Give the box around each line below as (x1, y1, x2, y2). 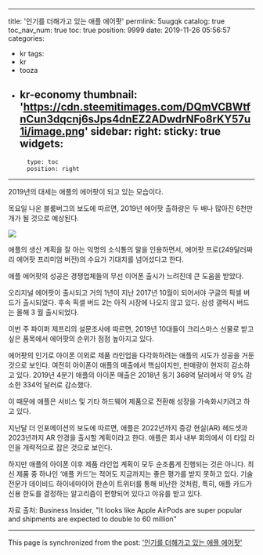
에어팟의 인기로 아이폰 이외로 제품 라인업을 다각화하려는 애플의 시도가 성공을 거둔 (8, 350, 255, 360)
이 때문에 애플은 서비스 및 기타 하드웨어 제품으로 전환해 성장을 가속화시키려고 (8, 397, 243, 406)
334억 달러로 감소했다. (22, 379, 92, 389)
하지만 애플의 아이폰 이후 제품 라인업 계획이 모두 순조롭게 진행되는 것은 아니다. (8, 459, 247, 469)
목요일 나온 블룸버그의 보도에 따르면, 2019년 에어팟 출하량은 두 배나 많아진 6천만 (8, 203, 253, 212)
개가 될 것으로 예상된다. (8, 213, 80, 223)
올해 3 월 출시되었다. (16, 307, 80, 317)
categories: (8, 34, 45, 43)
